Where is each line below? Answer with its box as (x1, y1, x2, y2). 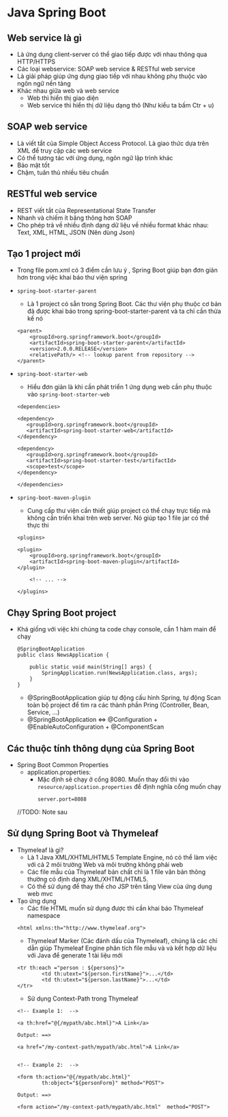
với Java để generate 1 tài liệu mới (27, 951, 123, 959)
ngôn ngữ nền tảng (16, 79, 71, 87)
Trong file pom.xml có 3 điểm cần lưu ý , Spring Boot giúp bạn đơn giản (16, 266, 218, 275)
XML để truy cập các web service (16, 146, 113, 155)
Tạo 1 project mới (7, 248, 81, 260)
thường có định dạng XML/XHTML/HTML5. (27, 875, 148, 883)
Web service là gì (7, 32, 82, 44)
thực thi (27, 521, 49, 529)
